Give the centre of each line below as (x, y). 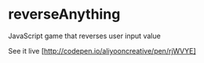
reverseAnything (64, 14)
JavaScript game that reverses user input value (84, 36)
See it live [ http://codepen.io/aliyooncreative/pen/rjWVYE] (102, 51)
